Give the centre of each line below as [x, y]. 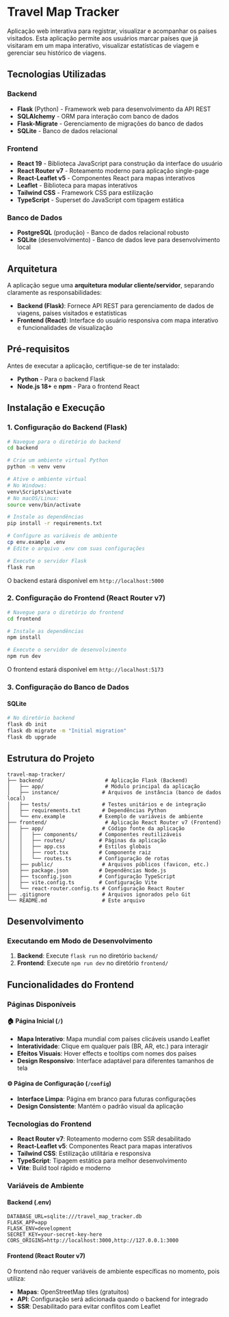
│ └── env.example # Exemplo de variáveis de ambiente [105, 816]
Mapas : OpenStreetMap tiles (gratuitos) [73, 1292]
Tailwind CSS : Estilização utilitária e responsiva [84, 1154]
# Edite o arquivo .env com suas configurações [76, 548]
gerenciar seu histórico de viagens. [57, 53]
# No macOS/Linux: [33, 498]
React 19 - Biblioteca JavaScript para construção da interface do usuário [120, 163]
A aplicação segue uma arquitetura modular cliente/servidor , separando [111, 285]
